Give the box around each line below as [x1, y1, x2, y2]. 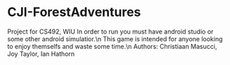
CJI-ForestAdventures [7, 4, 141, 20]
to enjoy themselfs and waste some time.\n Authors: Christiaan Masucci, [7, 42, 217, 50]
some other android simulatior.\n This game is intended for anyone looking [7, 34, 223, 43]
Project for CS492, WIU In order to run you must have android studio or [7, 27, 214, 36]
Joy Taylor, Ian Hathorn [7, 50, 75, 58]
